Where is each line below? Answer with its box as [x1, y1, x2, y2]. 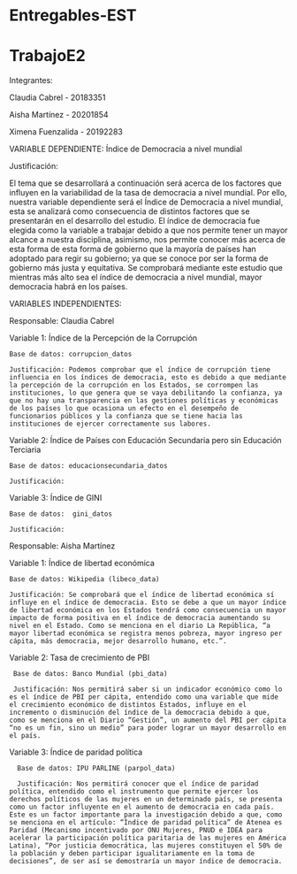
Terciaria [9, 444, 42, 456]
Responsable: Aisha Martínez [9, 540, 116, 551]
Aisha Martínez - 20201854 [9, 110, 109, 120]
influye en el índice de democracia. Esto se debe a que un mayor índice [9, 598, 287, 607]
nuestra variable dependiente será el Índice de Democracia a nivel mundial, [9, 196, 284, 208]
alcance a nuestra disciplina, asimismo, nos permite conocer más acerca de [9, 234, 286, 245]
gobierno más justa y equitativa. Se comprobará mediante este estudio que [9, 263, 283, 273]
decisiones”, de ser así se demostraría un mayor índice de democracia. [9, 857, 283, 866]
